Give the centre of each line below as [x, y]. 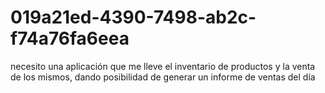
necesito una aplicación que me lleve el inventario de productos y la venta [163, 66]
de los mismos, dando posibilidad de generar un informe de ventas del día [163, 77]
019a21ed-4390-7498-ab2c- [133, 17]
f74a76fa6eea [70, 38]
